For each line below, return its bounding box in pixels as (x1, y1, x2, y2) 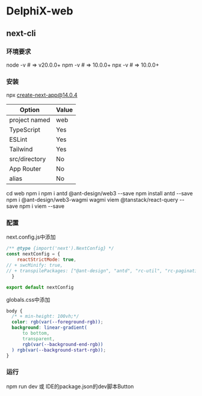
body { (6, 308, 23, 314)
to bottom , (22, 331, 50, 337)
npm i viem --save (19, 203, 65, 210)
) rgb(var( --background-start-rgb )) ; (11, 347, 106, 353)
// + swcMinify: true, (6, 263, 63, 269)
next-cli (6, 28, 36, 38)
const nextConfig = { (6, 251, 61, 257)
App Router (9, 165, 41, 173)
